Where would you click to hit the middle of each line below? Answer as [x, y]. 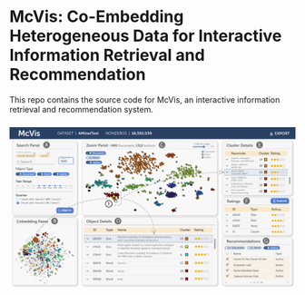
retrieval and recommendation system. [82, 109]
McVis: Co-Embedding [97, 17]
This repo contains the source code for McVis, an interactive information [145, 99]
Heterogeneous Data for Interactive [146, 36]
